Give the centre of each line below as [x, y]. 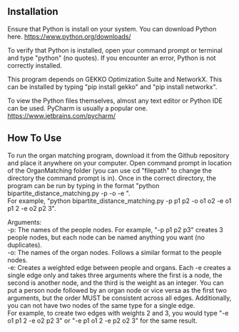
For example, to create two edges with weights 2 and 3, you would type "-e [118, 313]
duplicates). [25, 244]
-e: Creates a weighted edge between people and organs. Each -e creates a [119, 267]
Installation [33, 12]
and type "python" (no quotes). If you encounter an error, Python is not [112, 58]
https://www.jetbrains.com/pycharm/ [62, 115]
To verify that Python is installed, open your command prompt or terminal [115, 50]
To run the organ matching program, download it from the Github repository [118, 155]
